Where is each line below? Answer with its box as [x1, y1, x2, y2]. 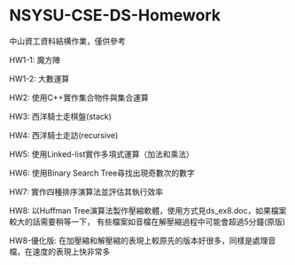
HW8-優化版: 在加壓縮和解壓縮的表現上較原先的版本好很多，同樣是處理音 [9, 235, 276, 246]
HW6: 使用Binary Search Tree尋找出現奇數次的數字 [9, 168, 195, 178]
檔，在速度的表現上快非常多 [9, 246, 111, 257]
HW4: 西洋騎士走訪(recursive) [9, 129, 119, 140]
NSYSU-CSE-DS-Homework [9, 5, 221, 26]
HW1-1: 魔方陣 [9, 54, 60, 65]
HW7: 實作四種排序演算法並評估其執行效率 [9, 186, 164, 197]
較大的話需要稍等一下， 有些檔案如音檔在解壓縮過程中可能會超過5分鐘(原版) [9, 216, 286, 227]
